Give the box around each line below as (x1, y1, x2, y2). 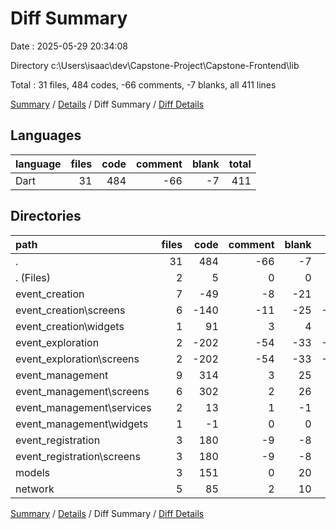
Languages (10, 127, 82, 144)
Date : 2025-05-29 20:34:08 (10, 40, 129, 52)
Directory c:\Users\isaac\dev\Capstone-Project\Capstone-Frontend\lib (10, 59, 300, 71)
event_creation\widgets (15, 319, 125, 333)
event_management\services (15, 400, 152, 414)
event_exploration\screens (15, 352, 140, 366)
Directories (10, 208, 82, 225)
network (15, 482, 55, 496)
